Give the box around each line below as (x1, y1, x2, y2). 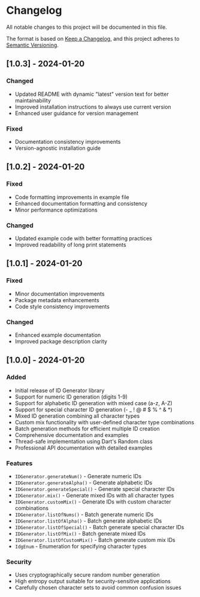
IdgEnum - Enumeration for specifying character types (14, 542, 147, 550)
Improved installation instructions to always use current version (14, 103, 172, 110)
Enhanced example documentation (14, 331, 101, 339)
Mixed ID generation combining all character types (14, 412, 140, 420)
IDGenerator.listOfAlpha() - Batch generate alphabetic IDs (14, 517, 162, 524)
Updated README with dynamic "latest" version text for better (14, 91, 169, 98)
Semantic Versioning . (6, 41, 59, 49)
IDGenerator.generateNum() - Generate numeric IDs (14, 472, 142, 480)
